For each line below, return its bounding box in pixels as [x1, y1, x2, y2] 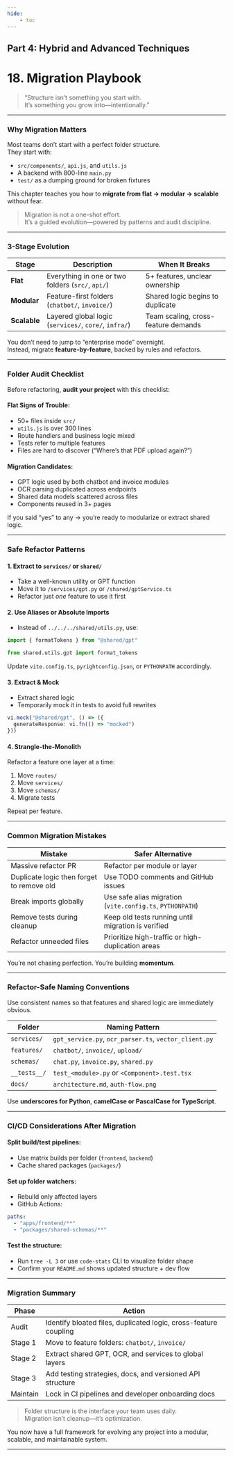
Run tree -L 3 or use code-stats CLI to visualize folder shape [17, 1257, 194, 1265]
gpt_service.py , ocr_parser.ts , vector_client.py [53, 1034, 214, 1043]
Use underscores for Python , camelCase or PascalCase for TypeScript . [7, 1097, 216, 1105]
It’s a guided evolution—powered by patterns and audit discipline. [24, 218, 212, 226]
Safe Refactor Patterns [7, 544, 85, 554]
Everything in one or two [46, 271, 127, 281]
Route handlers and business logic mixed [17, 431, 135, 439]
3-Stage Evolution [7, 242, 70, 251]
